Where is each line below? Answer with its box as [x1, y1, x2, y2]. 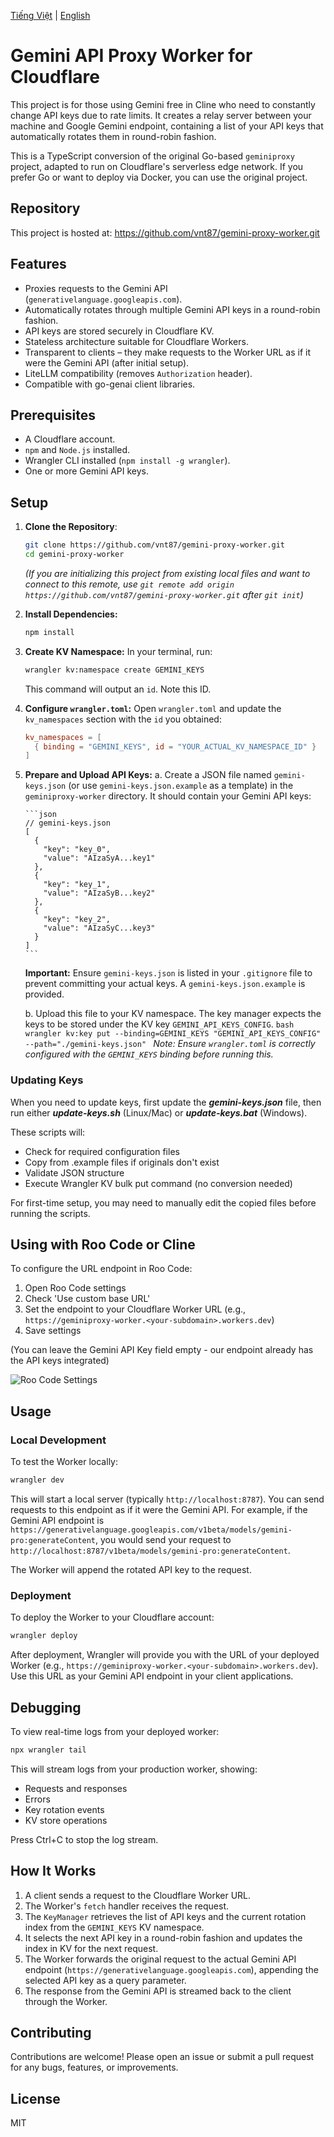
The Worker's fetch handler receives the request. [24, 1900, 230, 1912]
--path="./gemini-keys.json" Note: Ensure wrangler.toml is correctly [24, 1038, 316, 1050]
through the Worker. [24, 1995, 108, 2007]
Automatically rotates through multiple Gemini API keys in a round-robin [24, 303, 321, 315]
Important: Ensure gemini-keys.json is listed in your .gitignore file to [24, 967, 313, 979]
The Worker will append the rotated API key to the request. [10, 1563, 252, 1575]
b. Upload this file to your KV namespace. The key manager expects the [24, 1008, 322, 1020]
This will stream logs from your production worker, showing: [10, 1763, 258, 1775]
